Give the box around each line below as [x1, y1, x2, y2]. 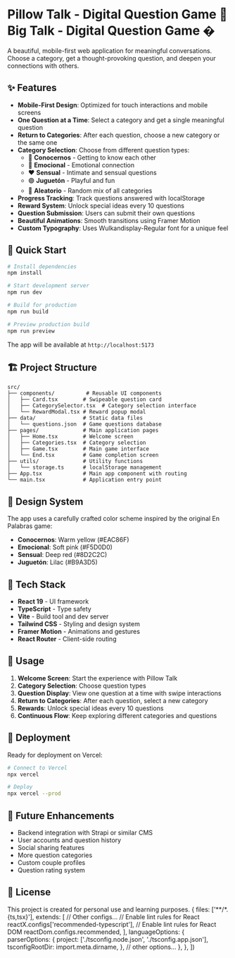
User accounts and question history [17, 836, 122, 844]
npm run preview [7, 328, 55, 335]
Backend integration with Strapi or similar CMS [17, 828, 153, 837]
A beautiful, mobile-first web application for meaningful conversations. [7, 46, 212, 55]
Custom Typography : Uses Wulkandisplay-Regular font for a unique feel [17, 224, 229, 232]
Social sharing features [17, 843, 85, 851]
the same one [17, 138, 58, 147]
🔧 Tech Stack [7, 578, 66, 590]
